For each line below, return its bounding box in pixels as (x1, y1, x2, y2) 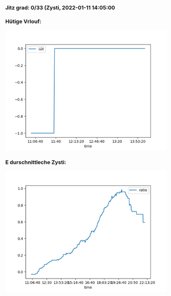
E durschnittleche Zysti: (5, 159, 67, 166)
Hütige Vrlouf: (5, 17, 42, 25)
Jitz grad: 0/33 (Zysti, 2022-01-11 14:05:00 (5, 4, 115, 11)
